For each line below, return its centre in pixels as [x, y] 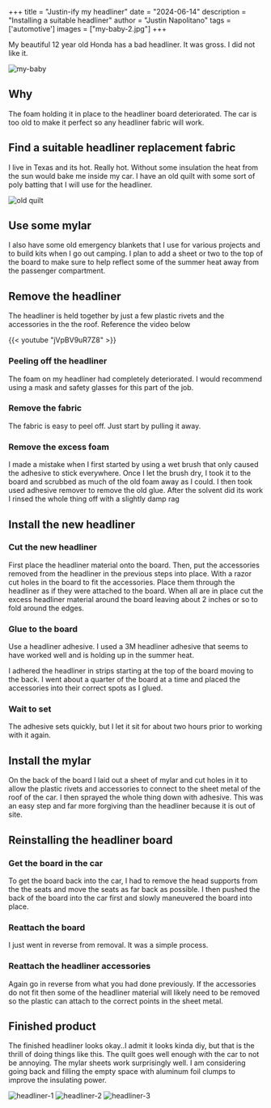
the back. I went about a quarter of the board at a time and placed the [125, 680]
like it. [18, 53]
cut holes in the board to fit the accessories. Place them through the [122, 582]
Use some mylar [50, 226]
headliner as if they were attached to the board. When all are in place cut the [136, 591]
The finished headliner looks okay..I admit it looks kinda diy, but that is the [131, 1046]
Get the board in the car [56, 863]
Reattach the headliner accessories [80, 966]
